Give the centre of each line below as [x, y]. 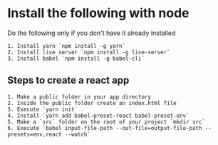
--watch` [78, 134]
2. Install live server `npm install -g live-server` [89, 52]
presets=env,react [35, 134]
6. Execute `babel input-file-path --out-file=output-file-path [105, 128]
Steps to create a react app [68, 80]
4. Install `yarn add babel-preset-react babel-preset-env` [99, 116]
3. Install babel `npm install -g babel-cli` [76, 59]
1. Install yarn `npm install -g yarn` [67, 46]
